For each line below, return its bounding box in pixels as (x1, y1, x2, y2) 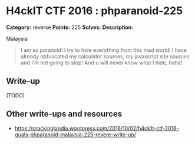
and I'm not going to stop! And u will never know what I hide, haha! (20, 59, 183, 66)
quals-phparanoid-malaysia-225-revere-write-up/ (14, 131, 137, 138)
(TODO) (6, 91, 25, 99)
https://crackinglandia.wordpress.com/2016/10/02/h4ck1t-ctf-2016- (14, 125, 179, 132)
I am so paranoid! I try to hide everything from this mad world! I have (20, 46, 187, 54)
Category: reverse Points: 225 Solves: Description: (6, 24, 134, 31)
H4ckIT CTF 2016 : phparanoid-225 (6, 4, 183, 18)
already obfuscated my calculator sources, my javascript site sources (20, 53, 190, 60)
